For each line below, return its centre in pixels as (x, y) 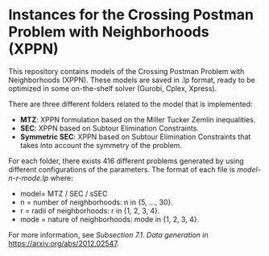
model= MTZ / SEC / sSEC (64, 193)
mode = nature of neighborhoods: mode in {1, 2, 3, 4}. (110, 219)
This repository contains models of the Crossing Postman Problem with (126, 71)
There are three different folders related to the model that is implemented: (130, 104)
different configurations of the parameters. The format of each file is (122, 169)
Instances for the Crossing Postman (131, 15)
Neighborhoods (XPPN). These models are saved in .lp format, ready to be (132, 80)
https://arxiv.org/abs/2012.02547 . (64, 243)
